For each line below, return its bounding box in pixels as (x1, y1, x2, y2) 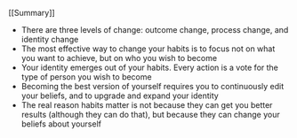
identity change (20, 34, 79, 44)
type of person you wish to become (20, 72, 152, 82)
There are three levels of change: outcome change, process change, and (20, 25, 289, 34)
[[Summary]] (8, 8, 55, 18)
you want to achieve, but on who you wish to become (20, 53, 218, 63)
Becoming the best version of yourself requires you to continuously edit (20, 81, 285, 91)
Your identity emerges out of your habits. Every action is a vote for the (20, 62, 279, 73)
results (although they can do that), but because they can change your (20, 110, 281, 119)
